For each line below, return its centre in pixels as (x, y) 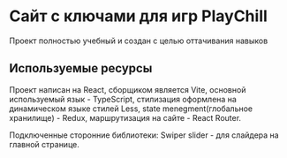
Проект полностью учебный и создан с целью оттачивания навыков (139, 41)
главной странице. (44, 144)
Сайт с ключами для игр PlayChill (138, 16)
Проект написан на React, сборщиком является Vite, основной (128, 89)
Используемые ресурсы (81, 68)
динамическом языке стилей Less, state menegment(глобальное (131, 109)
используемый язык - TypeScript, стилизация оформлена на (123, 99)
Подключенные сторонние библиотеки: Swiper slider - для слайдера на (144, 135)
